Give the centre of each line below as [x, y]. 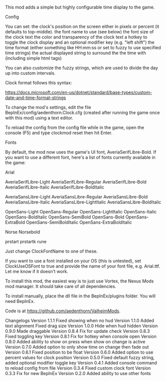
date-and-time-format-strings [35, 97]
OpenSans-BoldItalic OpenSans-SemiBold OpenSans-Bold [65, 217]
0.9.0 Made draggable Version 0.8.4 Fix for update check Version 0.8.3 [78, 331]
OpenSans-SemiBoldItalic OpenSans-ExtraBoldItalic [79, 222]
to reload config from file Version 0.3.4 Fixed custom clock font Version [78, 368]
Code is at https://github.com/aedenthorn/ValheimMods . [63, 311]
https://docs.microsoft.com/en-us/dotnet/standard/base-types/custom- [79, 92]
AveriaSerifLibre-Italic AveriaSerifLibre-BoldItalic [55, 187]
